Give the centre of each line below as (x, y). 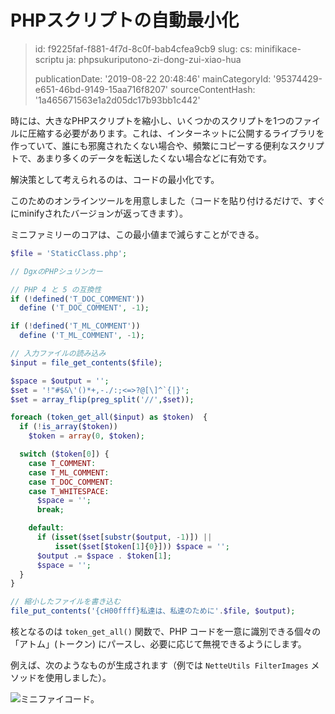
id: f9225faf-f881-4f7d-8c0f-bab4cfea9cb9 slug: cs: (143, 48)
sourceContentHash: (212, 89)
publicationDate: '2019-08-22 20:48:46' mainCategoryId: (153, 78)
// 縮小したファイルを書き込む (66, 602)
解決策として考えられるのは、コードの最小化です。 (115, 179)
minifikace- (278, 48)
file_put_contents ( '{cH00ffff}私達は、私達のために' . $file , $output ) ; (153, 611)
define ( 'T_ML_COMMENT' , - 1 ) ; (82, 336)
